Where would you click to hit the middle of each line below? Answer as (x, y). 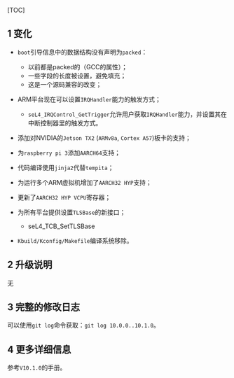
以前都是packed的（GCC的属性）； (78, 66)
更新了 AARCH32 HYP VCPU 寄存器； (64, 197)
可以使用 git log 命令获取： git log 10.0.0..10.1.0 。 (83, 325)
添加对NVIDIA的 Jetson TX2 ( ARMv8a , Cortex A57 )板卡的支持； (104, 138)
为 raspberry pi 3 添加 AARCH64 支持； (69, 153)
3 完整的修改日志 (44, 307)
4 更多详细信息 (39, 349)
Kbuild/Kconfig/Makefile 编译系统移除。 (75, 240)
